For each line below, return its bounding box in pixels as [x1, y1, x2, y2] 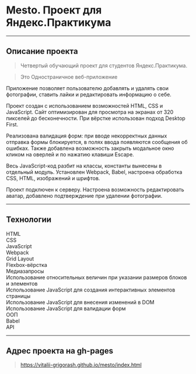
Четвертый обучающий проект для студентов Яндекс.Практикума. [20, 62, 188, 69]
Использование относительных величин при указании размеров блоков [6, 273, 187, 281]
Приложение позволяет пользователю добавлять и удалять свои [6, 84, 169, 91]
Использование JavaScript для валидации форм [6, 305, 127, 312]
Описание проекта [6, 46, 78, 56]
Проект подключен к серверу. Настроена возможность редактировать [6, 186, 185, 193]
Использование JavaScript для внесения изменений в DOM [6, 298, 155, 306]
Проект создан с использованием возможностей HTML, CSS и [6, 102, 163, 109]
